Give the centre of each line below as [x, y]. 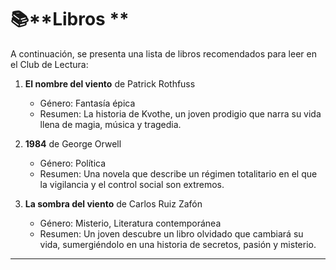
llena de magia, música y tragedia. [110, 124]
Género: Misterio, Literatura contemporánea [130, 223]
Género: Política [73, 163]
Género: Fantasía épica [87, 103]
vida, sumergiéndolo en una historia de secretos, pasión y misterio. [178, 244]
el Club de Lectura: [49, 64]
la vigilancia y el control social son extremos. [132, 184]
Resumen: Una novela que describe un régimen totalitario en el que [178, 173]
